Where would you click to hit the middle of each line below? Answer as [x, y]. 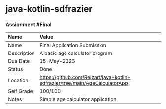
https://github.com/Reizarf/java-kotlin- [85, 77]
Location [18, 81]
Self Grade [20, 91]
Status [16, 69]
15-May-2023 [57, 61]
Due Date [19, 61]
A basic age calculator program [76, 54]
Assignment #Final [29, 25]
